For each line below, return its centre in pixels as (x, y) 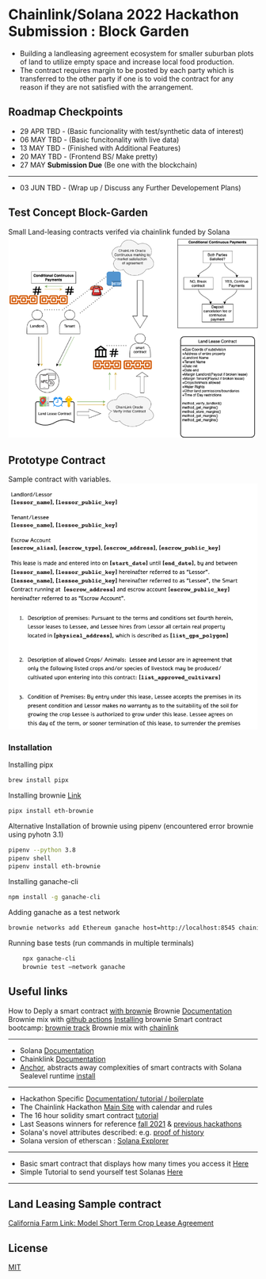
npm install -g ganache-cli (55, 898)
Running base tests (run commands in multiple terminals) (101, 943)
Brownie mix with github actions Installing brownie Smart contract (115, 1019)
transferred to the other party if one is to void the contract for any (127, 79)
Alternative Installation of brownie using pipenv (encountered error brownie (131, 825)
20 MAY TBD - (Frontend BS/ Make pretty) (89, 156)
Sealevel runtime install (57, 1075)
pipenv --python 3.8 (42, 850)
